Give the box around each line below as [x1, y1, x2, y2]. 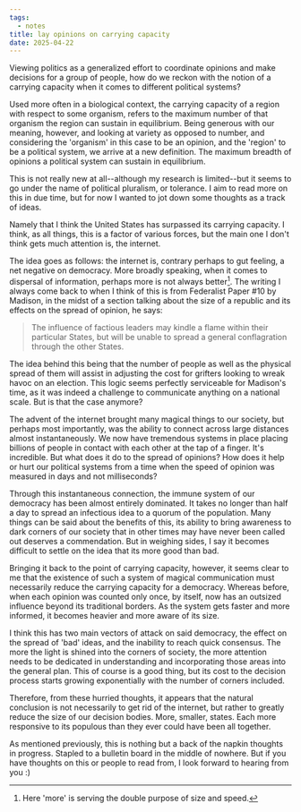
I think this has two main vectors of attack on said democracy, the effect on [9, 628, 288, 638]
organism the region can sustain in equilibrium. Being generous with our [9, 118, 275, 129]
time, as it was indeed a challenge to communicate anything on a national [9, 387, 280, 397]
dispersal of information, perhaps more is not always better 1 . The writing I [9, 275, 281, 286]
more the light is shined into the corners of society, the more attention [9, 646, 267, 657]
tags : [9, 13, 30, 22]
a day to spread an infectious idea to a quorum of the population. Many [9, 507, 271, 517]
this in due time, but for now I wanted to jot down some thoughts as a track [9, 192, 286, 203]
